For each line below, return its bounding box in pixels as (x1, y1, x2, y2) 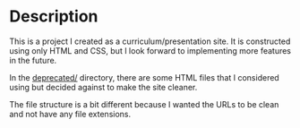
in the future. (9, 55, 57, 65)
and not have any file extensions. (9, 108, 132, 119)
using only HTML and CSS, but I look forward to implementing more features (9, 45, 292, 55)
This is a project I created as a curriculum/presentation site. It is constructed (9, 36, 291, 47)
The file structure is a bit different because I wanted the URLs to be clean (9, 98, 279, 109)
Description (9, 6, 99, 27)
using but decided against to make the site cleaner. (9, 81, 198, 92)
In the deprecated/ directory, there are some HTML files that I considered (9, 72, 279, 82)
